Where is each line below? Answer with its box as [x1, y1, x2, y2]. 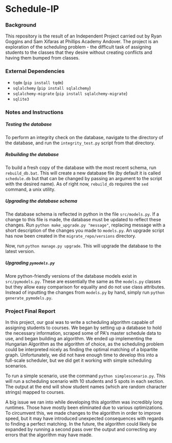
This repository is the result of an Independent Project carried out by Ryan [5, 33, 162, 39]
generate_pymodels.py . [5, 295, 53, 301]
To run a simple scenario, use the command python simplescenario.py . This [5, 373, 165, 379]
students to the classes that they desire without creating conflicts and [5, 49, 153, 55]
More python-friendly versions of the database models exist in [5, 273, 137, 279]
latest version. [5, 248, 35, 254]
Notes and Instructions [5, 108, 64, 115]
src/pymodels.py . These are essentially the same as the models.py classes [5, 278, 161, 284]
